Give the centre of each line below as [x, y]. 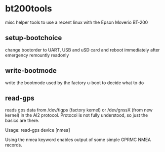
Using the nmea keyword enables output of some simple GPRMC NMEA [78, 140]
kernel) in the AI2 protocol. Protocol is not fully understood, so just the [77, 115]
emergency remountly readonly [37, 55]
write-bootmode [31, 71]
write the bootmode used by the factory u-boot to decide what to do [75, 83]
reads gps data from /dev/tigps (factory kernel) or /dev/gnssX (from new [79, 110]
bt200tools [29, 9]
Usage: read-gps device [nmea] [38, 130]
